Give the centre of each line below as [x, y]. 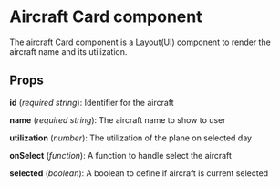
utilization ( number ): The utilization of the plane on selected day [131, 138]
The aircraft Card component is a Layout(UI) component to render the [140, 42]
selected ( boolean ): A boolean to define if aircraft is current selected [139, 173]
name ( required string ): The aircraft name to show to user [118, 119]
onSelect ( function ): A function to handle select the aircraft [121, 155]
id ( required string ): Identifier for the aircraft [92, 102]
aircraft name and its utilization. [68, 51]
